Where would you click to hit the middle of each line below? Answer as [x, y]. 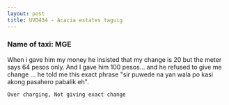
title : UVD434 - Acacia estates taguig [65, 20]
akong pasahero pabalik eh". [48, 81]
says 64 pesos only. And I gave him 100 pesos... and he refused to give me [114, 67]
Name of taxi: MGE [39, 45]
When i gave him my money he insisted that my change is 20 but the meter [114, 59]
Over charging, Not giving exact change [67, 95]
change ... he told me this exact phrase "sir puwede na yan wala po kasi [110, 74]
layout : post [26, 14]
